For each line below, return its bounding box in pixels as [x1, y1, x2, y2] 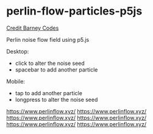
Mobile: [6, 78, 26, 85]
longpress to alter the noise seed [15, 96, 98, 103]
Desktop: [6, 47, 29, 55]
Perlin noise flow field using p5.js [6, 36, 90, 43]
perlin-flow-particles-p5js [6, 4, 143, 18]
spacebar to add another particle [15, 65, 98, 73]
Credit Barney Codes [6, 24, 59, 32]
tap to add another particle [15, 89, 82, 96]
